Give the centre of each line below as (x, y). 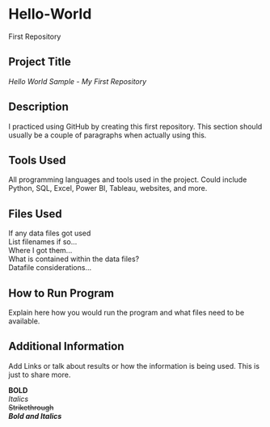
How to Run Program (61, 293)
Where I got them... (40, 251)
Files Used (35, 214)
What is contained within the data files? (74, 259)
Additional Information (66, 347)
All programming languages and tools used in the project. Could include (128, 180)
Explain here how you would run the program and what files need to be (127, 313)
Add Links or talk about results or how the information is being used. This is (134, 366)
